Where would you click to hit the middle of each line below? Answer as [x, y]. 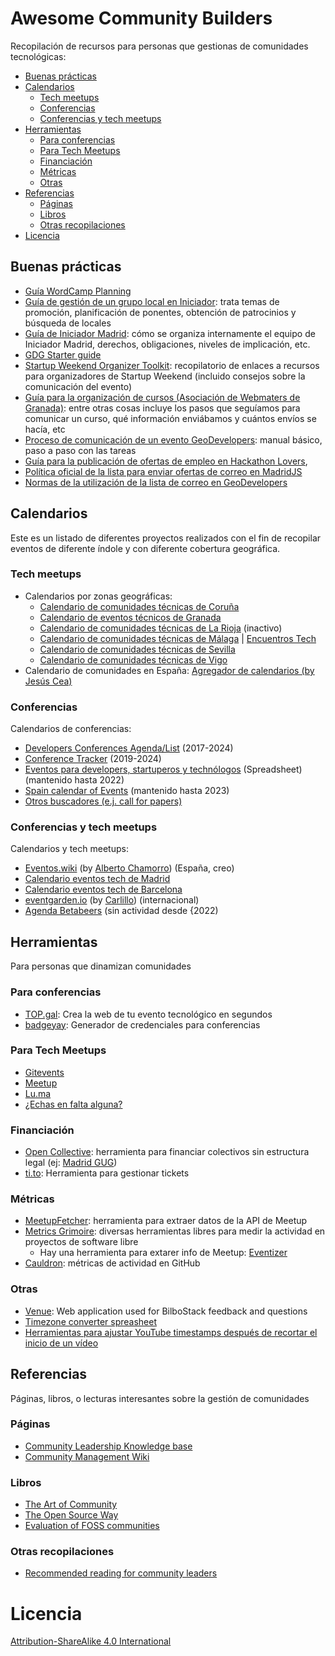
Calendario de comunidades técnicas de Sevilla [137, 649]
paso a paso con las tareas [80, 450]
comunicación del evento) [78, 386]
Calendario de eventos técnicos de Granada [130, 617]
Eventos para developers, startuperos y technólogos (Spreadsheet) [163, 769]
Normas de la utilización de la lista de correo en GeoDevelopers [156, 482]
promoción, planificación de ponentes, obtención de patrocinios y [160, 312]
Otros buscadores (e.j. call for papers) [103, 801]
